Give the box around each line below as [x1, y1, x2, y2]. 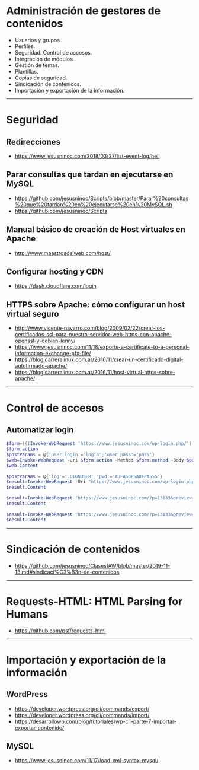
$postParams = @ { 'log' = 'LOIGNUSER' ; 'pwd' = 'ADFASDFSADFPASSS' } [6, 473, 163, 479]
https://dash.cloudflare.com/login [14, 282, 97, 289]
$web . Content [6, 463, 38, 469]
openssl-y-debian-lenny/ [14, 337, 76, 345]
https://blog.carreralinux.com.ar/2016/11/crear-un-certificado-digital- [14, 356, 184, 363]
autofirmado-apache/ [14, 362, 68, 370]
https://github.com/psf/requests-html [14, 627, 106, 634]
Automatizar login [6, 425, 74, 435]
